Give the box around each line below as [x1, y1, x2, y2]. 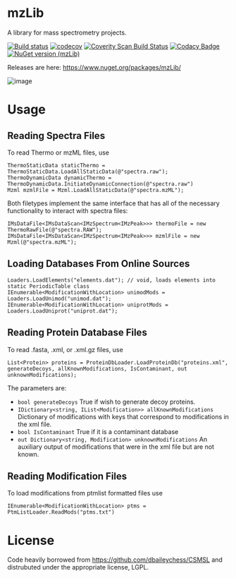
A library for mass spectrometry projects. [7, 28, 127, 37]
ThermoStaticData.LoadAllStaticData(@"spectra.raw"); [7, 168, 169, 175]
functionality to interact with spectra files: [7, 206, 128, 215]
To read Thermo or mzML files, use [7, 148, 109, 157]
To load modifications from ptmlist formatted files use [7, 489, 163, 498]
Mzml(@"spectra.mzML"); [7, 239, 77, 246]
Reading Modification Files [7, 470, 128, 482]
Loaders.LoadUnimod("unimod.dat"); [7, 295, 112, 302]
